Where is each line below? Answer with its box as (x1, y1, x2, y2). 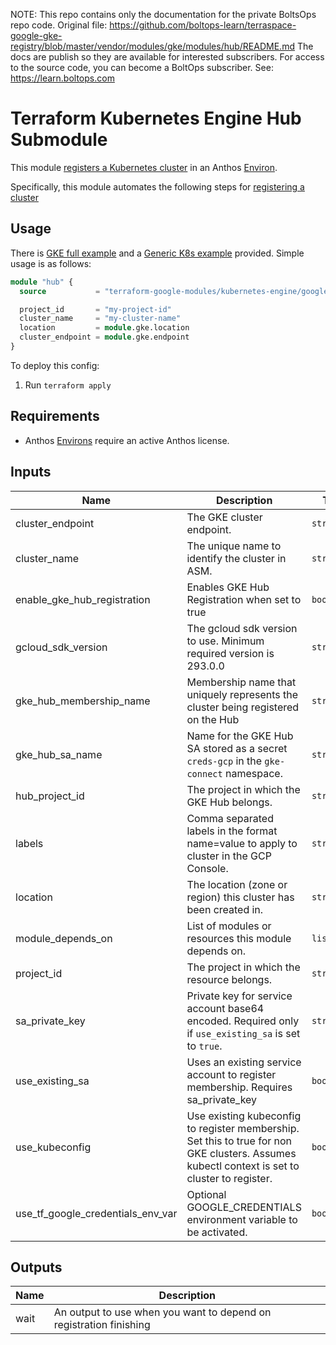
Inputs (10, 464, 52, 481)
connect (186, 768, 223, 779)
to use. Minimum (186, 634, 265, 648)
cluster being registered (186, 700, 300, 714)
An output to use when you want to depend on (53, 1305, 272, 1319)
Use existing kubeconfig (186, 1109, 302, 1123)
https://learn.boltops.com (10, 72, 115, 84)
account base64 (186, 1001, 265, 1015)
